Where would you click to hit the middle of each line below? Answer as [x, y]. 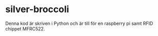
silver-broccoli [37, 9]
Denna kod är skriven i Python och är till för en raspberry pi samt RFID [79, 23]
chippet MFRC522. [25, 28]
